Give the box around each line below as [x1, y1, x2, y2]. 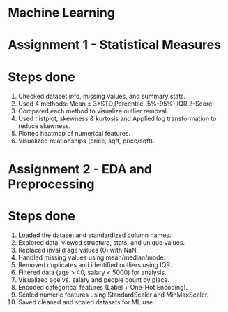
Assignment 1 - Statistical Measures [8, 37, 222, 53]
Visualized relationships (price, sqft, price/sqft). [17, 136, 155, 145]
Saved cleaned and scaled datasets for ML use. [17, 298, 155, 306]
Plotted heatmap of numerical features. [17, 129, 131, 138]
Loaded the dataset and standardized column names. [17, 231, 172, 239]
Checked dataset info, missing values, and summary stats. [17, 92, 186, 101]
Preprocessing [8, 176, 95, 192]
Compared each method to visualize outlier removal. [17, 107, 169, 115]
